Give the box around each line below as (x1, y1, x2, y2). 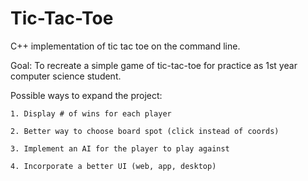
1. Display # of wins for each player (10, 108, 172, 119)
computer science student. (10, 70, 122, 82)
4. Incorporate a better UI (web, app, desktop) (10, 161, 217, 171)
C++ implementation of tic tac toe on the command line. (10, 40, 241, 52)
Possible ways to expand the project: (10, 89, 163, 101)
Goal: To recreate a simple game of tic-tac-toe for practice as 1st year (10, 59, 298, 71)
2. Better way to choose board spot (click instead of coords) (10, 126, 280, 136)
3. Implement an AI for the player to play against (10, 143, 230, 154)
